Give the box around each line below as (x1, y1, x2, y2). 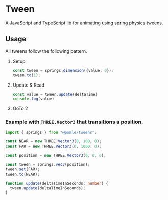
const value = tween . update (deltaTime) (12, 92, 98, 97)
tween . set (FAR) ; (5, 166, 40, 172)
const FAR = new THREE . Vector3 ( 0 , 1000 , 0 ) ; (5, 144, 102, 149)
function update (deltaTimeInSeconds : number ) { (5, 181, 109, 186)
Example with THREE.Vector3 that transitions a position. (5, 118, 143, 125)
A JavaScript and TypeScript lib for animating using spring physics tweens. (5, 20, 163, 26)
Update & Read (12, 82, 45, 88)
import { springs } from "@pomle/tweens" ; (5, 130, 97, 135)
